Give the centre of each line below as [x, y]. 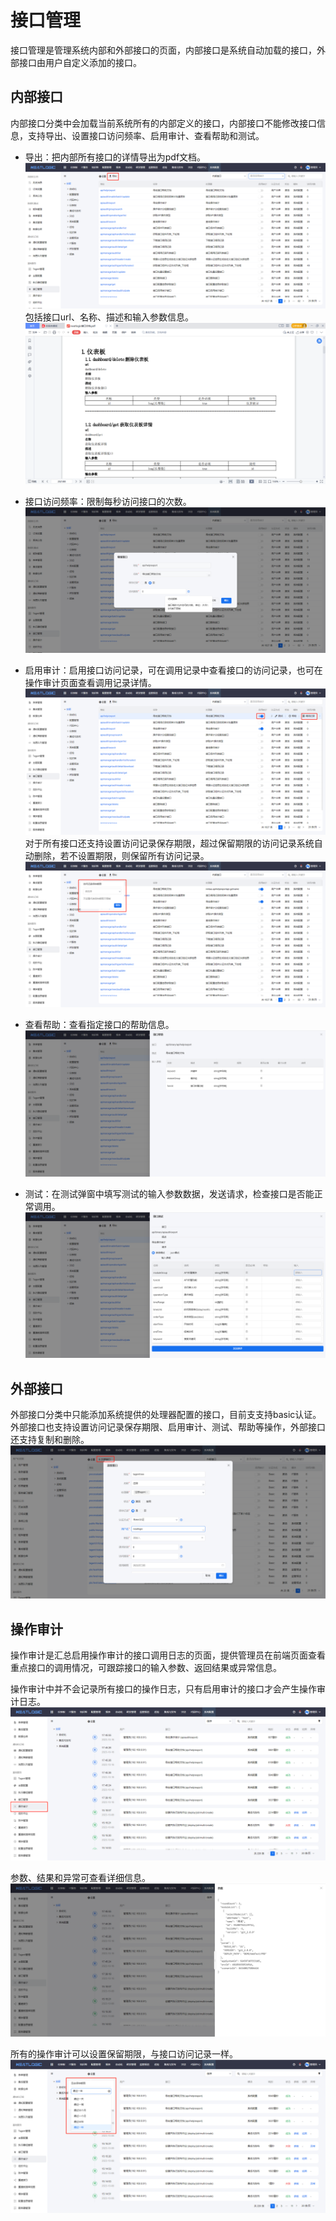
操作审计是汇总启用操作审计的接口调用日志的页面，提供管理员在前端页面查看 [168, 1655]
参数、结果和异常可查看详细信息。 [80, 1878]
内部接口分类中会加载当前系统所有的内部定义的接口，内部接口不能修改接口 [163, 123]
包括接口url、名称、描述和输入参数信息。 [109, 317]
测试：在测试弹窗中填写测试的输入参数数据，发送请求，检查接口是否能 [169, 1193]
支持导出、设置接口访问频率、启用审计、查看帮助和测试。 [146, 135]
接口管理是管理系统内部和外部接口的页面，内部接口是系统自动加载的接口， [163, 50]
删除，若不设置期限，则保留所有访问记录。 [121, 855]
